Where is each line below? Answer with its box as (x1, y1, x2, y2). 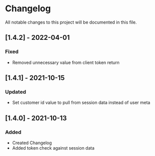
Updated (5, 88, 26, 95)
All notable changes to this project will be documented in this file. (5, 19, 137, 25)
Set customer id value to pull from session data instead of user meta (12, 99, 151, 106)
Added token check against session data (12, 145, 95, 151)
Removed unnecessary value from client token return (12, 60, 120, 65)
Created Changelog (12, 140, 52, 146)
